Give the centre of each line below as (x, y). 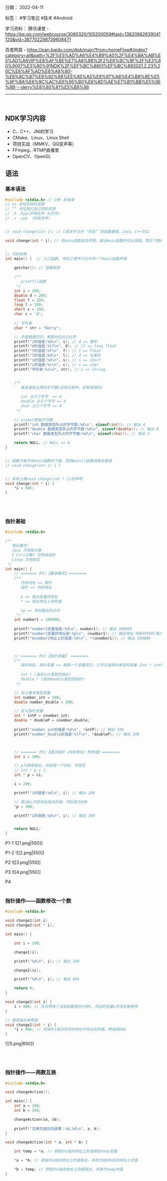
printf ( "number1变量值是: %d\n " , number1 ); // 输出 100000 (73, 629)
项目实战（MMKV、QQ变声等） (44, 144)
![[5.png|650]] (20, 1044)
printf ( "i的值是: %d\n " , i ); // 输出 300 (55, 816)
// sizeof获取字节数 (34, 420)
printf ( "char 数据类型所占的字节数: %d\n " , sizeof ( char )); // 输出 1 (82, 434)
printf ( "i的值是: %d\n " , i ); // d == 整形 (56, 342)
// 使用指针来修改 (22, 1020)
